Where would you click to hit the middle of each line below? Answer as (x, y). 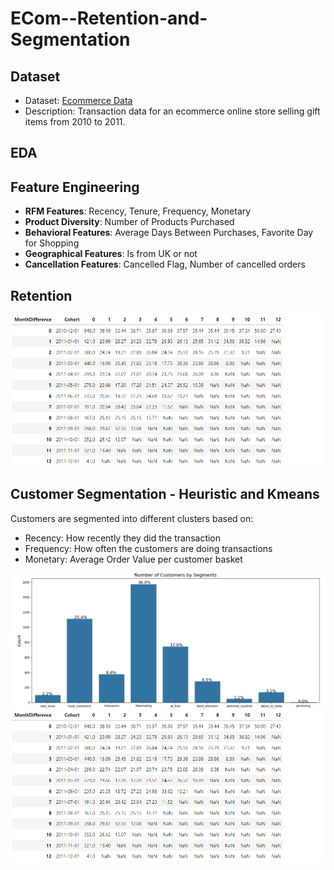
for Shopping (52, 243)
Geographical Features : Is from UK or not (111, 254)
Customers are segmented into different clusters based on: (132, 518)
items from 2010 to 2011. (75, 121)
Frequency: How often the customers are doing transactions (148, 548)
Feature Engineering (75, 187)
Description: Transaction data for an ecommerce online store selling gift (172, 111)
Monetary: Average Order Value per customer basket (133, 559)
